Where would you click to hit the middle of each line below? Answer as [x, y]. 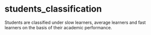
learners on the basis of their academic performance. [58, 27]
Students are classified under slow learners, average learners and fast [75, 22]
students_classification [53, 9]
